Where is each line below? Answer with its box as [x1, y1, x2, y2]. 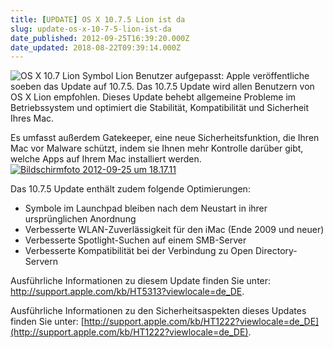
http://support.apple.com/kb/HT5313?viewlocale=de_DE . [10, 286, 245, 298]
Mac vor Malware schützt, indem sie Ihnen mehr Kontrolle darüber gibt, [10, 142, 304, 155]
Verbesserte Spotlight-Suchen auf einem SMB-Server [24, 234, 247, 246]
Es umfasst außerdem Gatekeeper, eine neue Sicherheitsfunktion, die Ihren [10, 132, 320, 144]
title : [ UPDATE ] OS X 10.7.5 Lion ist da [10, 14, 186, 25]
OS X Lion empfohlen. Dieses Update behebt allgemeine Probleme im [10, 91, 297, 103]
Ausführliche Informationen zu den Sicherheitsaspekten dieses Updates [10, 305, 307, 317]
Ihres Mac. [10, 112, 55, 125]
